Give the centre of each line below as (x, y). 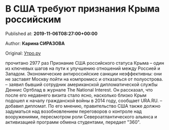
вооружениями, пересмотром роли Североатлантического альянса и (81, 116)
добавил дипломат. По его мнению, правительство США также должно (83, 106)
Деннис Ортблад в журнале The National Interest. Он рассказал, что (79, 90)
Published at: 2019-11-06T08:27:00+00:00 (52, 33)
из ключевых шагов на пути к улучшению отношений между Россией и (83, 68)
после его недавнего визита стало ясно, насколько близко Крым (76, 95)
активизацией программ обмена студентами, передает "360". (73, 122)
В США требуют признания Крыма (82, 9)
